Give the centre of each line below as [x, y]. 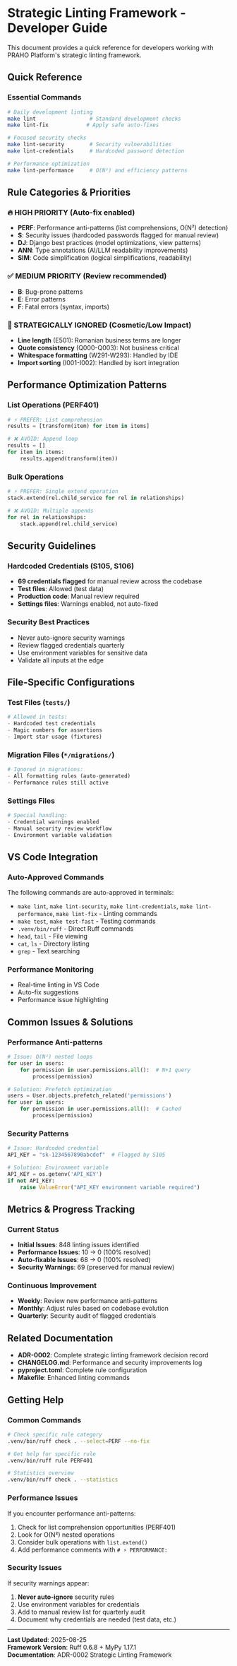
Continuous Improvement [52, 1285]
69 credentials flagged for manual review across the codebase [110, 581]
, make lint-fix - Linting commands [105, 914]
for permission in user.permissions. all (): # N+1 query [105, 1070]
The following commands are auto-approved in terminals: [91, 893]
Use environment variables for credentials [78, 1604]
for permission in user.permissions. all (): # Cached [101, 1109]
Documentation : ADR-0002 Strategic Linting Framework [90, 1655]
